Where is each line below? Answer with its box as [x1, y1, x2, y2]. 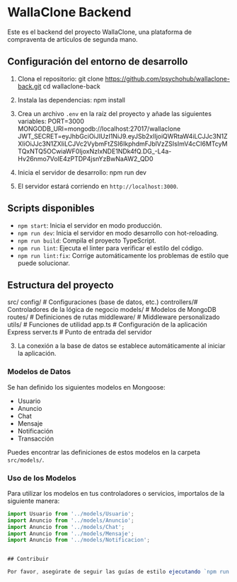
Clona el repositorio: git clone [17, 74, 104, 83]
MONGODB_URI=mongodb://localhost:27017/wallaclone [17, 124, 181, 133]
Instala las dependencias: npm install [17, 95, 126, 104]
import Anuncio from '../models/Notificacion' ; [7, 537, 151, 544]
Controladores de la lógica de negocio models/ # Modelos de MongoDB [7, 305, 217, 314]
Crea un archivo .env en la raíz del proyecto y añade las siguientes [17, 109, 212, 117]
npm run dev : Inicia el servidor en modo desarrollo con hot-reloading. [17, 228, 219, 237]
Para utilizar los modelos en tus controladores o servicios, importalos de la [7, 489, 225, 497]
